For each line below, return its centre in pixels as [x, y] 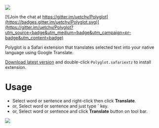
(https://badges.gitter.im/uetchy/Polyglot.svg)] [52, 22]
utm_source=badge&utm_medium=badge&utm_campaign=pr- [68, 32]
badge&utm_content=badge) [34, 38]
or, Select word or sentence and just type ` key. [60, 106]
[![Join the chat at [23, 17]
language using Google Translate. [40, 52]
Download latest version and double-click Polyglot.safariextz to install [78, 62]
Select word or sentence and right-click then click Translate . [74, 100]
